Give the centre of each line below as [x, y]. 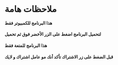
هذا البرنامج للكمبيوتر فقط [29, 23]
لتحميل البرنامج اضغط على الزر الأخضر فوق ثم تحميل [53, 34]
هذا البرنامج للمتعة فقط [26, 45]
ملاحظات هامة [31, 9]
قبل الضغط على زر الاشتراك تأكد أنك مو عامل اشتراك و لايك [59, 57]
